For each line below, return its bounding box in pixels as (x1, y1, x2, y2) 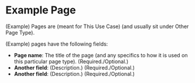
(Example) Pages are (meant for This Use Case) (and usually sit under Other (5, 23, 189, 30)
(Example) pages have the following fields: (5, 40, 108, 47)
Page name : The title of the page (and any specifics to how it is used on (13, 51, 188, 58)
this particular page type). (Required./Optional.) (13, 58, 129, 65)
